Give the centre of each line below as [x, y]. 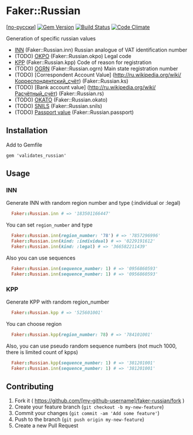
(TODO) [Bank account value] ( [52, 87]
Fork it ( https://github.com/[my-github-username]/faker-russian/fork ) [99, 401]
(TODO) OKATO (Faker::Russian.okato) [61, 100]
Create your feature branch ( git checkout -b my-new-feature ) [89, 407]
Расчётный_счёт [35, 93]
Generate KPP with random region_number [58, 302]
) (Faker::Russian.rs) [80, 93]
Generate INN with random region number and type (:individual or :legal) [93, 203]
